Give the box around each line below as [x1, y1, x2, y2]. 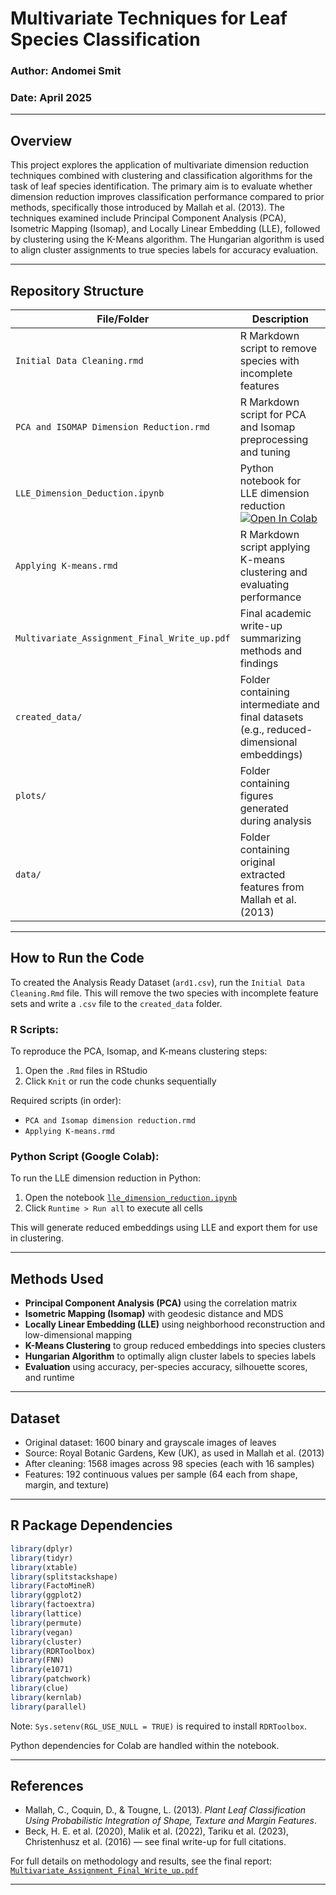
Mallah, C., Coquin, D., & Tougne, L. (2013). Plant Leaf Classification [24, 1804, 307, 1816]
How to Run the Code [10, 950, 145, 967]
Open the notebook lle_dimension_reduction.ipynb [24, 1192, 238, 1204]
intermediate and [239, 698, 320, 712]
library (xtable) [10, 1562, 78, 1572]
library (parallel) [10, 1702, 87, 1712]
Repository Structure [10, 282, 145, 299]
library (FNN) [10, 1655, 65, 1666]
